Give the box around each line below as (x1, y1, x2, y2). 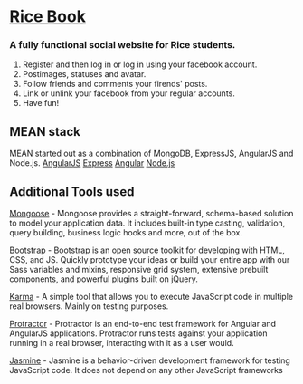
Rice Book (9, 6, 86, 27)
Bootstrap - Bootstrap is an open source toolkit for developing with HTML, (9, 245, 285, 255)
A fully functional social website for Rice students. (9, 39, 236, 52)
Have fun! (22, 98, 60, 109)
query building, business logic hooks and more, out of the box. (9, 227, 242, 238)
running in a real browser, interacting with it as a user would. (9, 338, 234, 349)
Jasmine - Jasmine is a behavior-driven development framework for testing (9, 355, 291, 366)
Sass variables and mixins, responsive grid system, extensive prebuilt (9, 264, 269, 275)
